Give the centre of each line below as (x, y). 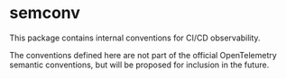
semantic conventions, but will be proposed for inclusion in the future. (139, 65)
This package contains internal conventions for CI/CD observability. (135, 38)
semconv (45, 13)
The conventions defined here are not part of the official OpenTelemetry (143, 55)
